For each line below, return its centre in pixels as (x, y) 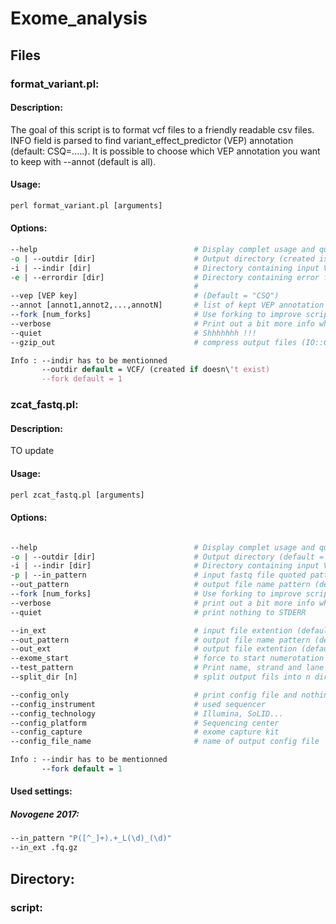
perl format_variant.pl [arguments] (86, 205)
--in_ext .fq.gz (44, 848)
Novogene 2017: (45, 814)
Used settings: (41, 791)
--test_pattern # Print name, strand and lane (167, 668)
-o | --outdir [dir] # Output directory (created (162, 258)
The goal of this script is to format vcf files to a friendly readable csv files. (162, 129)
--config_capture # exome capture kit (145, 732)
